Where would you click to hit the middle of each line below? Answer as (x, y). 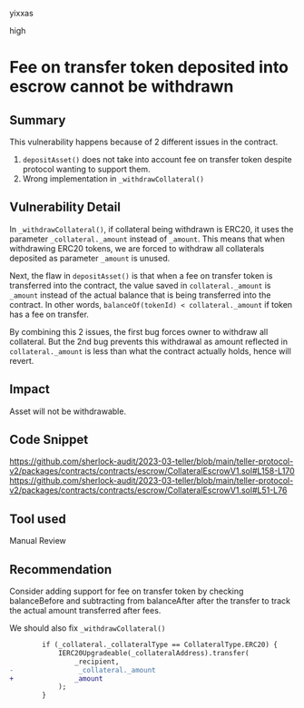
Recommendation (60, 570)
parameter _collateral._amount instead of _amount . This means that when (147, 239)
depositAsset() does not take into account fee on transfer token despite (157, 159)
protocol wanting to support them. (87, 169)
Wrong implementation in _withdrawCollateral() (113, 179)
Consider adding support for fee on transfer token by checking (127, 591)
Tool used (38, 519)
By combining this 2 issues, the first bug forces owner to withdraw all (139, 331)
